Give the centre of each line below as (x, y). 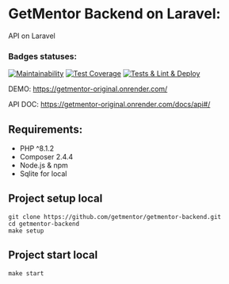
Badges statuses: (43, 56)
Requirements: (46, 129)
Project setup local (55, 199)
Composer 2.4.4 (46, 157)
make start (26, 273)
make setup (26, 231)
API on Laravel (32, 36)
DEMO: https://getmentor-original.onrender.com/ (88, 89)
